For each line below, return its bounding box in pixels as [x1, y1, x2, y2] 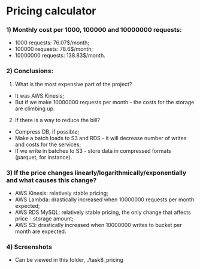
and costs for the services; [14, 141, 81, 148]
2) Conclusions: [6, 67, 54, 75]
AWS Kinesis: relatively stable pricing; [14, 190, 109, 197]
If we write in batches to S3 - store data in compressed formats [14, 147, 172, 154]
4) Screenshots [6, 243, 52, 251]
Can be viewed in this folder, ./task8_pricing [14, 256, 124, 264]
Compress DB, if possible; [14, 128, 80, 135]
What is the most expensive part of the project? [14, 80, 132, 87]
